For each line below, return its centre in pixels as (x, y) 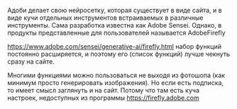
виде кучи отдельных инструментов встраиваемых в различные (105, 18)
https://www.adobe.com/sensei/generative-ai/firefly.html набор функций (115, 46)
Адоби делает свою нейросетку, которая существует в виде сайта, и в (115, 10)
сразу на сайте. (31, 62)
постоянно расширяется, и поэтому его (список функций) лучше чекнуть (119, 54)
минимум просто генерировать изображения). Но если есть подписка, (116, 83)
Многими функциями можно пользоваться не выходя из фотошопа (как (116, 75)
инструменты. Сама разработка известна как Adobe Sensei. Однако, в (115, 25)
